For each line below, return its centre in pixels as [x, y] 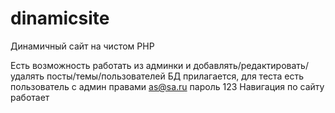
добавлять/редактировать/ [251, 65]
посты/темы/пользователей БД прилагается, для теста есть [175, 76]
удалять [27, 76]
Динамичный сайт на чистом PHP [82, 46]
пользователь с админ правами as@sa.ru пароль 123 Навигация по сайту [167, 86]
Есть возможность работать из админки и [101, 65]
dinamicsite [60, 18]
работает [30, 97]
